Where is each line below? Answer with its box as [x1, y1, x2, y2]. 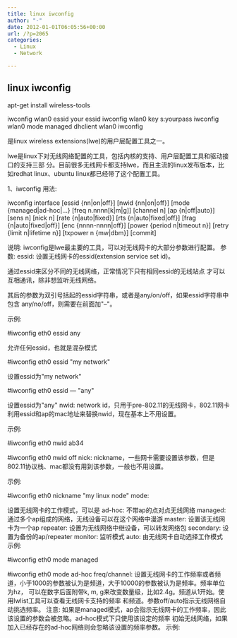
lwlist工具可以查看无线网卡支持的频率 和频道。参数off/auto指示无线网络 [13, 596, 220, 605]
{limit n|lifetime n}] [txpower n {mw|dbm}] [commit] [7, 228, 157, 237]
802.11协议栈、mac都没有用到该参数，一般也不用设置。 [7, 462, 168, 471]
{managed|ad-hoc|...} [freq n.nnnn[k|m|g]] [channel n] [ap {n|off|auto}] [7, 206, 215, 214]
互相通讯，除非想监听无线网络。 [7, 276, 100, 284]
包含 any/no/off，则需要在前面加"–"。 [7, 300, 116, 308]
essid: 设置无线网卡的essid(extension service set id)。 [16, 252, 175, 260]
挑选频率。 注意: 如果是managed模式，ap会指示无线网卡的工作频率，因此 [13, 605, 226, 613]
